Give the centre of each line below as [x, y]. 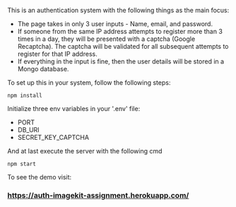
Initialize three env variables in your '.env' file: [74, 108]
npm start [22, 164]
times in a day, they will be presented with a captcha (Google [106, 39]
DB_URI [29, 130]
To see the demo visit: [40, 177]
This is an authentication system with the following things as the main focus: [118, 10]
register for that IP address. [57, 54]
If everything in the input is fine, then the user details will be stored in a [121, 61]
